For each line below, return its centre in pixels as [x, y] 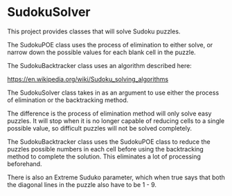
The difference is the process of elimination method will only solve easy [109, 113]
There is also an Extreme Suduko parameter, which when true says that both [116, 177]
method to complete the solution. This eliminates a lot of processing [104, 156]
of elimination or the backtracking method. [68, 100]
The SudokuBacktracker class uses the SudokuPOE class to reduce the [109, 141]
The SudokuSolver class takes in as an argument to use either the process [113, 92]
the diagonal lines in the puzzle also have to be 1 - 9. [82, 184]
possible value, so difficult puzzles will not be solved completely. [100, 128]
